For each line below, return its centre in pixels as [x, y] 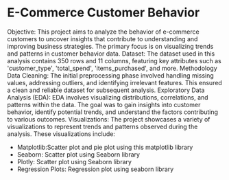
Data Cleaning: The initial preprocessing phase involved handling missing [110, 75]
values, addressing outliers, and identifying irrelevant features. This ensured [115, 82]
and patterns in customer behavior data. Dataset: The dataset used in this [111, 54]
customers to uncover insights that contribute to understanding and [103, 38]
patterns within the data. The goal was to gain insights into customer [104, 104]
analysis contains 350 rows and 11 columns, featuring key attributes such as [114, 60]
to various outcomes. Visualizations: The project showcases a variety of [109, 119]
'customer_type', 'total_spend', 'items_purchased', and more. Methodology [112, 68]
